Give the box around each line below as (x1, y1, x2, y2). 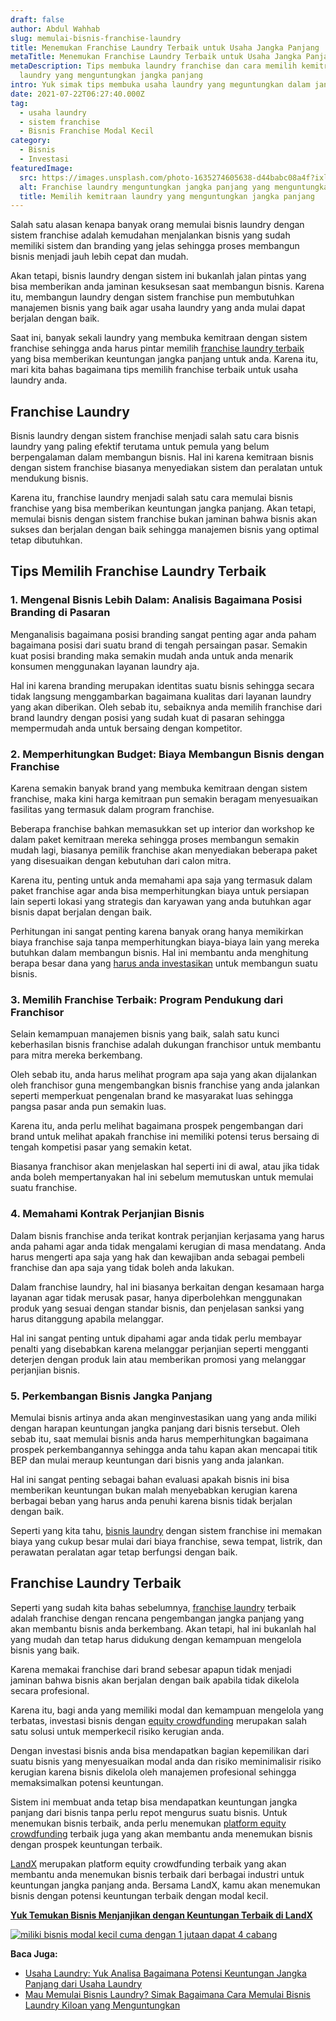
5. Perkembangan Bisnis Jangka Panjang (10, 1389, 213, 1403)
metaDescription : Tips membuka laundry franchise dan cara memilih (10, 61, 298, 71)
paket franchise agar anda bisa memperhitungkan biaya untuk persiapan (10, 885, 310, 897)
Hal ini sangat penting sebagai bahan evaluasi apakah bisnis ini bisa (10, 1473, 290, 1485)
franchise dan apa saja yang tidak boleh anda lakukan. (10, 1261, 235, 1273)
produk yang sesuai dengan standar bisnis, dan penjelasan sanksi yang (10, 1302, 305, 1314)
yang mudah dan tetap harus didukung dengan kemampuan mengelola (10, 1633, 302, 1645)
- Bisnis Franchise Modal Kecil (19, 126, 155, 136)
